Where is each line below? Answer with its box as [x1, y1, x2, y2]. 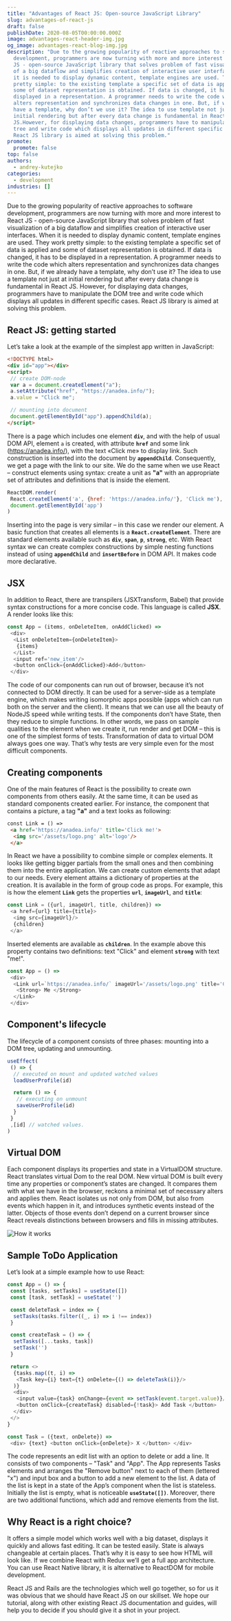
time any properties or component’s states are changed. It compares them [7, 1180, 218, 1188]
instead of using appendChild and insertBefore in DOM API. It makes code [7, 550, 217, 558]
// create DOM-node [10, 375, 67, 382]
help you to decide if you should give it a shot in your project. [7, 1606, 181, 1615]
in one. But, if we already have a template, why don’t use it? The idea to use [7, 268, 221, 276]
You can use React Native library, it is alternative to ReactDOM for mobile [7, 1564, 214, 1572]
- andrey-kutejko [13, 163, 63, 171]
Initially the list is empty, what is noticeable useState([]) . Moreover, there [7, 1489, 215, 1497]
